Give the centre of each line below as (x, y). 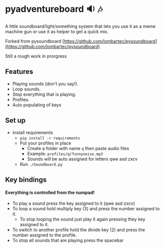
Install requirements (33, 132)
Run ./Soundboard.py (41, 164)
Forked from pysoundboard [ (35, 41)
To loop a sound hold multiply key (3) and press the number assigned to (86, 209)
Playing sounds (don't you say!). (45, 83)
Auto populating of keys (37, 105)
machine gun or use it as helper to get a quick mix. (57, 31)
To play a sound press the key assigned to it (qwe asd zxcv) (74, 203)
